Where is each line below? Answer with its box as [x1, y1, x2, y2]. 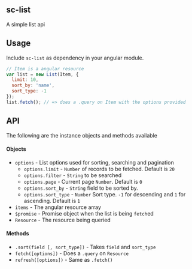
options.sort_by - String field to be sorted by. [23, 184, 139, 192]
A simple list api [6, 20, 45, 28]
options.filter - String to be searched [23, 171, 122, 179]
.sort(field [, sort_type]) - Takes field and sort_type [14, 243, 156, 250]
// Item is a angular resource [6, 65, 84, 71]
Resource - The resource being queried [14, 216, 111, 223]
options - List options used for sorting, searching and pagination [14, 159, 175, 166]
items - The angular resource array [14, 204, 102, 211]
